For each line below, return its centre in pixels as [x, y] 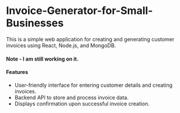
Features [17, 72]
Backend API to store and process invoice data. [72, 97]
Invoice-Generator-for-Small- [79, 11]
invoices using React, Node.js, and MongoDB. [61, 45]
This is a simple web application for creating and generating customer [90, 39]
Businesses [35, 23]
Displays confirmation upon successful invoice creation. [82, 104]
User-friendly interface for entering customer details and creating [94, 85]
